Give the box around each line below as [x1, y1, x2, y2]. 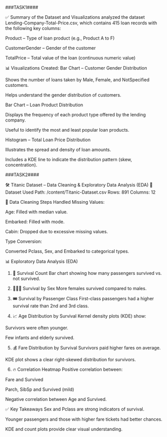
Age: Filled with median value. [5, 209, 68, 215]
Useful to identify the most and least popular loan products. [5, 127, 130, 133]
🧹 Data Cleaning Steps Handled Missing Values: [5, 199, 105, 205]
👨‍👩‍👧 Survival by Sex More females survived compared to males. [12, 286, 147, 291]
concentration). [5, 162, 37, 168]
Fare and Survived [5, 377, 44, 383]
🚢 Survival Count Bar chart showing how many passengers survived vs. [12, 270, 162, 276]
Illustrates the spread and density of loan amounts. [5, 147, 111, 152]
